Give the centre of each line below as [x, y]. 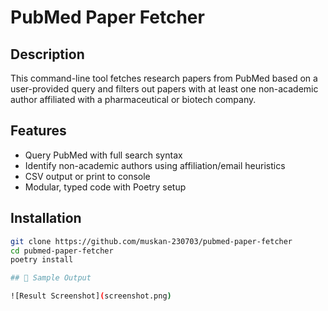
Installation [46, 218]
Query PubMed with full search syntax [103, 155]
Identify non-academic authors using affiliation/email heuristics [155, 165]
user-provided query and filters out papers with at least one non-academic [164, 89]
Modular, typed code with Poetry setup [105, 187]
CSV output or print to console [87, 176]
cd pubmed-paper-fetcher [62, 251]
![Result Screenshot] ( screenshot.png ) [91, 296]
